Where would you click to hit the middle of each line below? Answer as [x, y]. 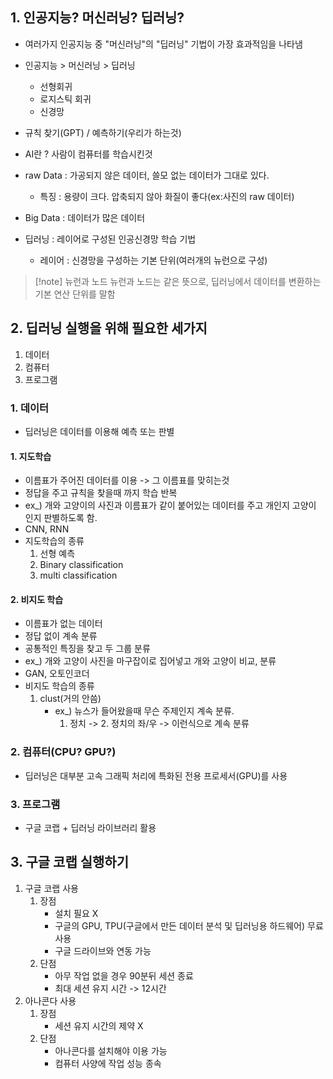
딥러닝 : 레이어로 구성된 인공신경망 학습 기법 [110, 239]
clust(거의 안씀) [70, 699]
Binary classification [81, 565]
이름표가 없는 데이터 [63, 624]
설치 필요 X [76, 913]
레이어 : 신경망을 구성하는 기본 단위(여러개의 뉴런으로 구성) [153, 260]
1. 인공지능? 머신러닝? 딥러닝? [97, 18]
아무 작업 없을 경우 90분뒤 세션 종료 [124, 975]
